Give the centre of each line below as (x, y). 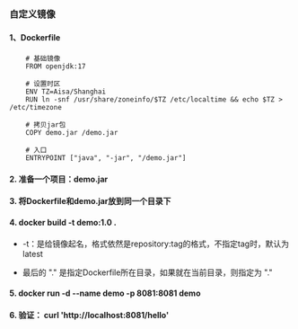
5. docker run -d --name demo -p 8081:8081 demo (105, 293)
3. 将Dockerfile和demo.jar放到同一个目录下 (90, 201)
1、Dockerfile (35, 37)
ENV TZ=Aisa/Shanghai (66, 92)
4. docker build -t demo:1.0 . (63, 222)
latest (32, 253)
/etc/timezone (36, 108)
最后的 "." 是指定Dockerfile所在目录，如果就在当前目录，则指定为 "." (147, 272)
